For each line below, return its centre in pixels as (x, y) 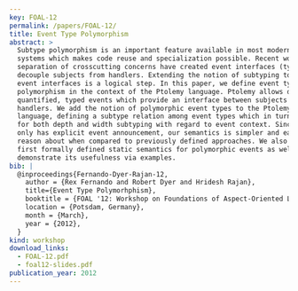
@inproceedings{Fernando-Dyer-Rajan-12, (93, 174)
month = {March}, (57, 215)
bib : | (21, 166)
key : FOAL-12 (33, 17)
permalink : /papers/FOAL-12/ (63, 26)
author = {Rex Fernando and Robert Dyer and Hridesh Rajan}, (140, 183)
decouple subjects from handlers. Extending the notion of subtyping (148, 75)
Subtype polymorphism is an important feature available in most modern (154, 51)
